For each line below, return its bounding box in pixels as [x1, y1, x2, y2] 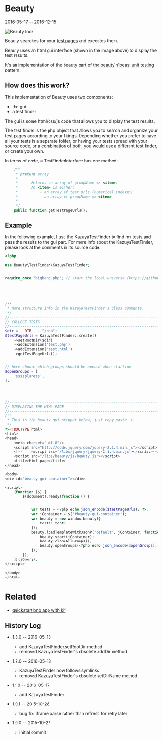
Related [5, 591, 36, 602]
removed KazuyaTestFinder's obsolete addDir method [19, 649, 127, 655]
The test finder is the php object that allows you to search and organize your [5, 127, 158, 133]
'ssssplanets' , [14, 374, 45, 379]
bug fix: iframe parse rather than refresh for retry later [19, 711, 128, 717]
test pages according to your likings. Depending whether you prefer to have [5, 132, 157, 139]
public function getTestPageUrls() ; [14, 208, 88, 213]
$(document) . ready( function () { [22, 494, 90, 499]
